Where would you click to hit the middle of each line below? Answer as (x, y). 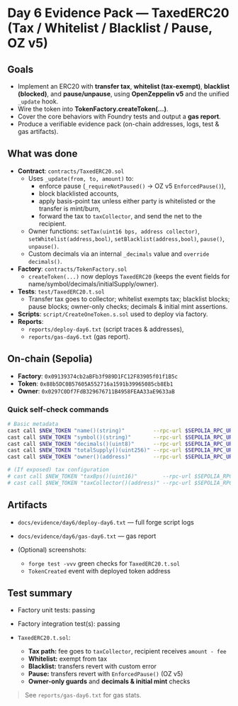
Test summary (40, 593)
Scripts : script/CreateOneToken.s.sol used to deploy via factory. (113, 314)
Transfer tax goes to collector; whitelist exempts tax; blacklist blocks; (129, 298)
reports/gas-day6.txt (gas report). (79, 336)
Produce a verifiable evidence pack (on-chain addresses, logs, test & (118, 124)
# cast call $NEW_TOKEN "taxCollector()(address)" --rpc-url (100, 483)
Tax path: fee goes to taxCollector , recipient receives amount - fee (127, 651)
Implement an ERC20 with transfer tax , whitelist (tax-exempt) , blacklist (124, 86)
